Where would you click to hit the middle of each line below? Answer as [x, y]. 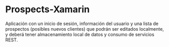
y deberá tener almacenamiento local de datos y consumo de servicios [80, 34]
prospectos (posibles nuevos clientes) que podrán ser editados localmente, [85, 29]
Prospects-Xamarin [47, 9]
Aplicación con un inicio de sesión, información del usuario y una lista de [82, 24]
